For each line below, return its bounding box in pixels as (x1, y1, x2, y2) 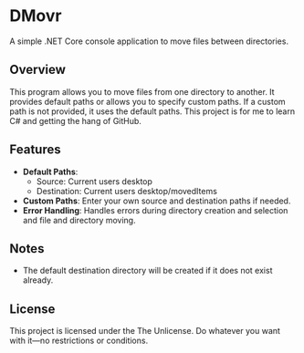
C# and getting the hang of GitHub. (9, 115, 142, 126)
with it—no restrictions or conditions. (9, 335, 149, 347)
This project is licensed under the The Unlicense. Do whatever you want (9, 326, 281, 337)
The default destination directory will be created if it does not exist (22, 265, 273, 276)
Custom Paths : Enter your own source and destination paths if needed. (22, 195, 291, 206)
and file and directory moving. (22, 214, 136, 225)
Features (9, 142, 61, 158)
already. (22, 275, 54, 286)
